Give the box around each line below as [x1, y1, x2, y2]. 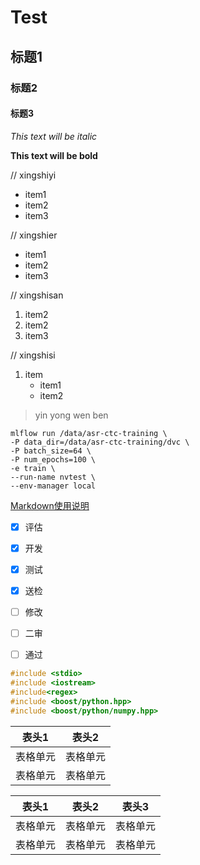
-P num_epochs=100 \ [10, 454, 97, 465]
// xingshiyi [10, 169, 57, 181]
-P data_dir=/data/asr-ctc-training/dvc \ [10, 437, 190, 447]
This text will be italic [10, 130, 98, 142]
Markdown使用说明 [10, 499, 90, 511]
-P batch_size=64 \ [10, 446, 92, 456]
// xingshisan [10, 289, 64, 301]
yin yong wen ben [34, 409, 109, 421]
